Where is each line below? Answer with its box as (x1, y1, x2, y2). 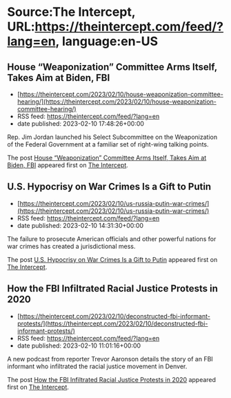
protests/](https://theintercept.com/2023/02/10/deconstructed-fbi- (17, 319, 208, 328)
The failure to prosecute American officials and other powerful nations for (7, 234, 217, 243)
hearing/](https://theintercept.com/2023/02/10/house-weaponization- (17, 97, 217, 106)
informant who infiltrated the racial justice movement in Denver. (7, 362, 188, 370)
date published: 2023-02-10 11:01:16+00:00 (17, 341, 141, 350)
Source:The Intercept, (7, 4, 136, 20)
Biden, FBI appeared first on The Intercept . (7, 161, 129, 169)
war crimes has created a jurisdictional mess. (7, 242, 136, 250)
